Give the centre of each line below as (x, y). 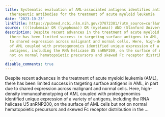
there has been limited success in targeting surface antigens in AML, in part (82, 83)
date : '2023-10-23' (25, 19)
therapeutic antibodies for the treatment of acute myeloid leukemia (82, 14)
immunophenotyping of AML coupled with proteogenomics (81, 94)
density (13, 94)
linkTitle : (16, 23)
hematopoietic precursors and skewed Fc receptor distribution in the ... (77, 109)
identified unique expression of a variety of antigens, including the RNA (77, 99)
